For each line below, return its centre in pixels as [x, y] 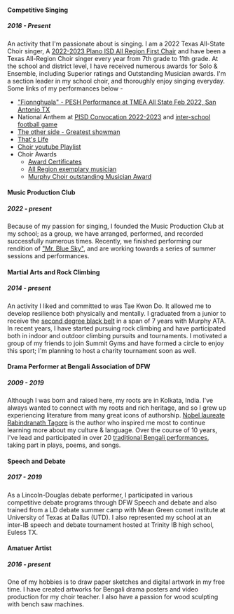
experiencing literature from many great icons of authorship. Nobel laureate [116, 415]
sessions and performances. [48, 256]
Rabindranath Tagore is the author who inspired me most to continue [106, 423]
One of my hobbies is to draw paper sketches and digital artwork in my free [116, 582]
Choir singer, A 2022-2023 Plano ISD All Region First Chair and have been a [117, 51]
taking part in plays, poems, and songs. [64, 445]
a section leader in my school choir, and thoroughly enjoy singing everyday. [116, 81]
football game [37, 124]
